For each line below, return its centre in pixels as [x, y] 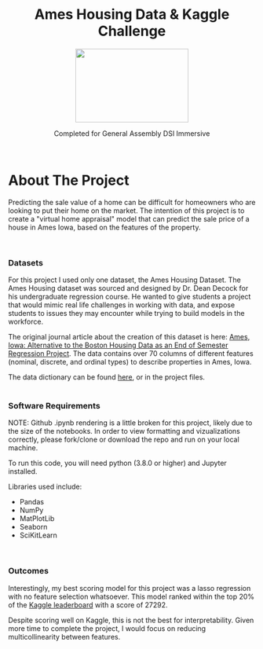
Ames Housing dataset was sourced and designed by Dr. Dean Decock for [128, 288]
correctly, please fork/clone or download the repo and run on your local [124, 440]
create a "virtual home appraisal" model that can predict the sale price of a [129, 218]
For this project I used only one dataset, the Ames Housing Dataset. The [124, 280]
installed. [23, 471]
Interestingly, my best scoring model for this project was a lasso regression [130, 588]
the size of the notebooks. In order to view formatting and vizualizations [124, 431]
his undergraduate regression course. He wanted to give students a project [130, 297]
